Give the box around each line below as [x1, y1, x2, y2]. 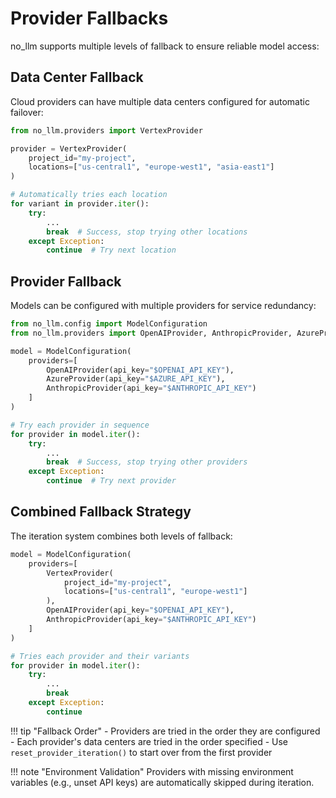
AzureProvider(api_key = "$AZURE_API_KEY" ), [46, 374, 226, 384]
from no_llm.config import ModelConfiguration [10, 319, 208, 329]
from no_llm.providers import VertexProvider [10, 125, 203, 136]
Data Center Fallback [10, 69, 144, 86]
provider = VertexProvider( [10, 143, 128, 154]
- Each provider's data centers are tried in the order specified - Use [10, 735, 288, 747]
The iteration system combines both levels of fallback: [10, 530, 233, 542]
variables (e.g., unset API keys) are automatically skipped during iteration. [10, 776, 315, 788]
